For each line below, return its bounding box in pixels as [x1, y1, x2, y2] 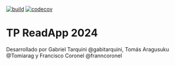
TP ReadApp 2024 [6, 27, 98, 40]
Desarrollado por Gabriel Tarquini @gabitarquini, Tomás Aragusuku [6, 45, 170, 53]
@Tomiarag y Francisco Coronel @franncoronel [6, 52, 122, 59]
